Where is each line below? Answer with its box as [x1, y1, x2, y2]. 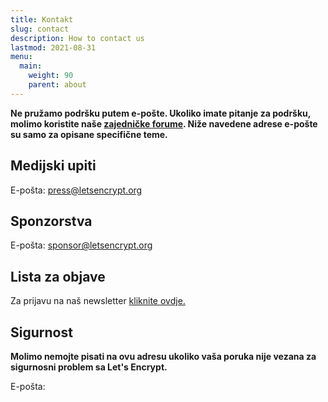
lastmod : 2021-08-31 [10, 42, 97, 53]
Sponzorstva [10, 212, 93, 230]
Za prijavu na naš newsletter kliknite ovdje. [10, 295, 186, 307]
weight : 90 [28, 71, 74, 81]
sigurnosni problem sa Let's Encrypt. [10, 361, 168, 373]
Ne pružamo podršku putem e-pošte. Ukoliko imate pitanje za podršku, [10, 107, 312, 119]
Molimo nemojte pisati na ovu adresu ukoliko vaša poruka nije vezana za [10, 351, 317, 362]
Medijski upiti [10, 157, 97, 175]
